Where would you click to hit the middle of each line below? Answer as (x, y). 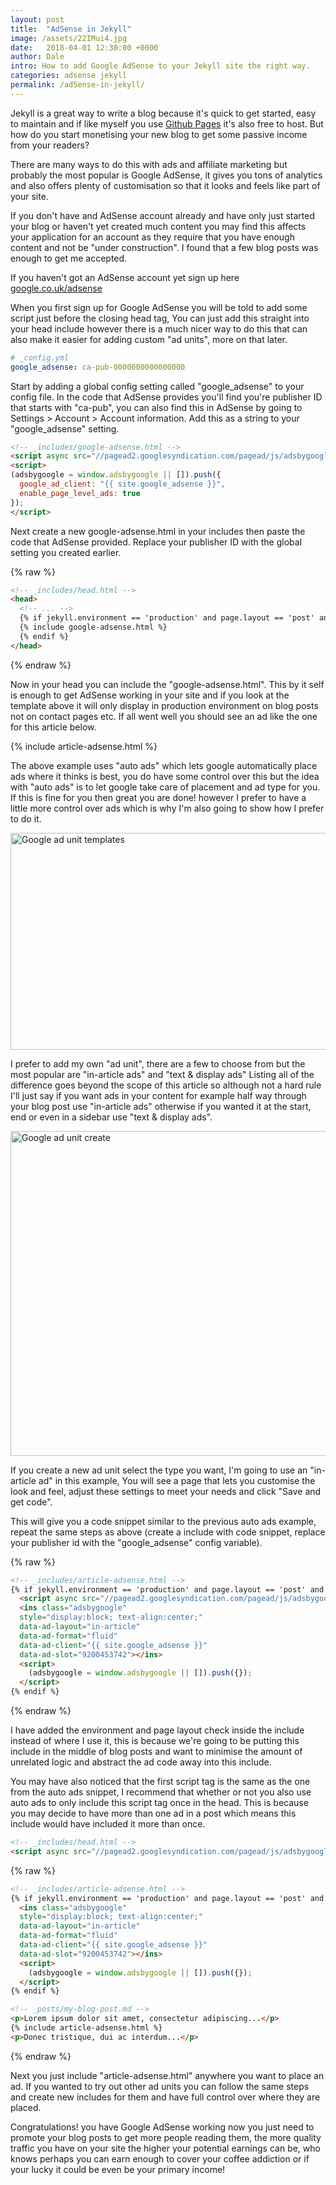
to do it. (26, 818)
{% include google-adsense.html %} (93, 627)
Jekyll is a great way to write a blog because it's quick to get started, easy (163, 113)
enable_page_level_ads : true (80, 493)
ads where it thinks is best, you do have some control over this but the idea (165, 776)
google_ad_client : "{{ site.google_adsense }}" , (122, 484)
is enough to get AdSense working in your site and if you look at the (150, 695)
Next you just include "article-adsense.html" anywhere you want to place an (167, 2075)
